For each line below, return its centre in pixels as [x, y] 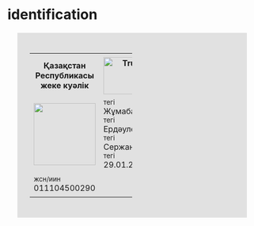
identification [53, 15]
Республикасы [64, 75]
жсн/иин [47, 179]
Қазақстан [64, 66]
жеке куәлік [64, 86]
